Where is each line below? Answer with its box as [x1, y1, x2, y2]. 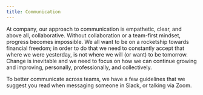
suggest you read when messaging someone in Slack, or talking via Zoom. [6, 82, 192, 89]
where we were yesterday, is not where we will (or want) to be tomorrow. [6, 51, 188, 58]
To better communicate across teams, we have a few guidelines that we [6, 75, 185, 82]
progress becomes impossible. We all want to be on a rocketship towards [6, 38, 189, 45]
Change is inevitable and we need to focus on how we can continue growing [6, 57, 197, 64]
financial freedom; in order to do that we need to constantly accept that [6, 44, 185, 52]
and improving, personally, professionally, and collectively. [6, 64, 153, 71]
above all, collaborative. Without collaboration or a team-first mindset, [6, 31, 181, 39]
